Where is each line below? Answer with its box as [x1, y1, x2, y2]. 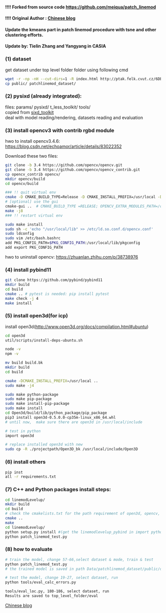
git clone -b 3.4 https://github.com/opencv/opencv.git [5, 163, 123, 168]
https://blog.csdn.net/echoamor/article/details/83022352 [5, 144, 122, 150]
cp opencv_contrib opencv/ [5, 171, 61, 177]
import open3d [5, 433, 35, 438]
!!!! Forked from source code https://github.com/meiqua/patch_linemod [5, 4, 156, 10]
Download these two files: [5, 153, 58, 159]
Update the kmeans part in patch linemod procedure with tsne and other [5, 26, 157, 32]
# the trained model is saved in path [5, 566, 85, 571]
